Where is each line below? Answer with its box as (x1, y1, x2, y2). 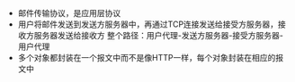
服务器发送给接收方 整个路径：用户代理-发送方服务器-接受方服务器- (33, 30, 284, 40)
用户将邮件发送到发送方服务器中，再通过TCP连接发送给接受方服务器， (17, 19, 279, 29)
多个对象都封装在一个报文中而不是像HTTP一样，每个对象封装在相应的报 (17, 53, 284, 62)
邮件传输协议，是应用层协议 (17, 8, 121, 18)
